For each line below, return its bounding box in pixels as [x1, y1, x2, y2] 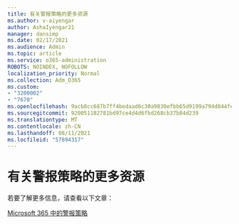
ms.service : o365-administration [7, 57, 107, 64]
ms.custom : [7, 83, 40, 90]
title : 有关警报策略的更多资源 [7, 10, 88, 18]
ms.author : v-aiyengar [7, 17, 75, 24]
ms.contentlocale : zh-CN [7, 122, 81, 130]
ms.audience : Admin [7, 43, 65, 50]
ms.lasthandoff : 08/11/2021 [7, 129, 91, 137]
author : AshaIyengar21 [7, 23, 75, 31]
